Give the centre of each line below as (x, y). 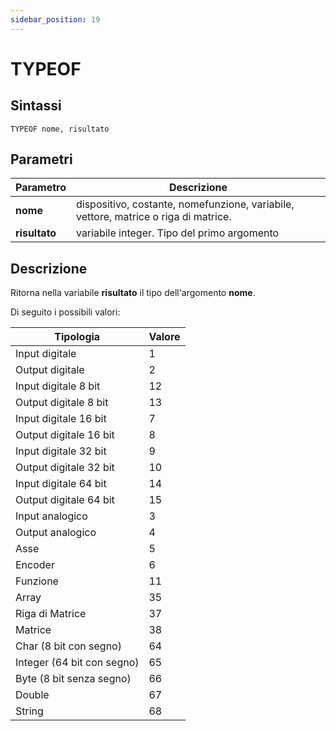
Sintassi (36, 106)
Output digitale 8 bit (62, 403)
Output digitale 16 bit (65, 435)
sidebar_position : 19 (55, 19)
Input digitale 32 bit (61, 451)
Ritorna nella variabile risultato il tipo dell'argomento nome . (133, 293)
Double (32, 695)
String (29, 711)
